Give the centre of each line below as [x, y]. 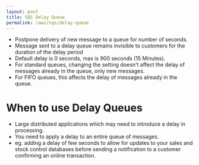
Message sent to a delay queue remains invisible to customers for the [100, 46]
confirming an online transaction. [55, 156]
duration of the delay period [49, 52]
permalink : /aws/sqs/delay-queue [48, 23]
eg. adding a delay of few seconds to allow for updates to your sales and [104, 143]
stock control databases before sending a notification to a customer [98, 150]
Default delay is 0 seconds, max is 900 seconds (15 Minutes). [90, 58]
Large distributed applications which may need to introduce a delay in [100, 124]
